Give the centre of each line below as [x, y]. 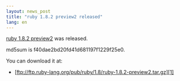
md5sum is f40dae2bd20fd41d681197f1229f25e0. [66, 50]
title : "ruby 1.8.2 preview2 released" [54, 17]
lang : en [17, 22]
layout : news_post [28, 11]
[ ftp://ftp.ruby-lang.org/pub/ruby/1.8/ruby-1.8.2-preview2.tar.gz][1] [94, 72]
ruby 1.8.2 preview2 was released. [47, 39]
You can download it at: [34, 61]
